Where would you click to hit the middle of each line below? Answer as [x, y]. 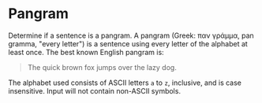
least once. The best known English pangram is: [86, 52]
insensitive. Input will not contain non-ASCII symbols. [95, 90]
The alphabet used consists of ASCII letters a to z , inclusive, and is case [125, 83]
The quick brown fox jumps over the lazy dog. [102, 67]
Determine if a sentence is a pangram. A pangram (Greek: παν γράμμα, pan [131, 35]
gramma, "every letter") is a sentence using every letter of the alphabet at [128, 43]
